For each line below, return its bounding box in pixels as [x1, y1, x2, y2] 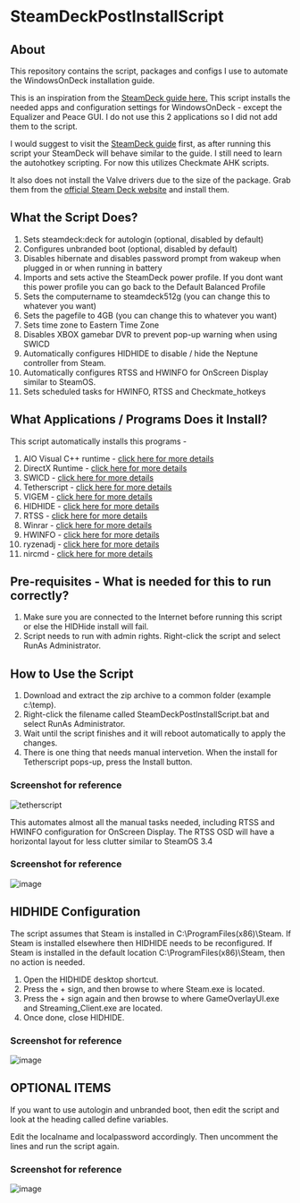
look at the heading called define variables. [10, 1113, 169, 1124]
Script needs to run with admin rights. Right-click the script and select [22, 631, 281, 642]
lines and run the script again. [10, 1140, 120, 1151]
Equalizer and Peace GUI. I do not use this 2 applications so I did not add [10, 112, 278, 122]
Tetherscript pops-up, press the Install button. [22, 756, 193, 767]
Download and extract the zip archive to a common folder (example [22, 690, 271, 701]
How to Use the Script [10, 666, 134, 681]
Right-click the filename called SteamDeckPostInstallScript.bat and [22, 709, 270, 720]
